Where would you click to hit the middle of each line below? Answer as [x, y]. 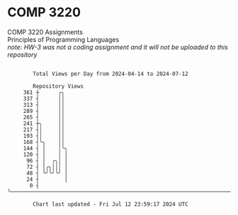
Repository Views [58, 86]
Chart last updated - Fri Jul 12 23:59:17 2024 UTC [111, 204]
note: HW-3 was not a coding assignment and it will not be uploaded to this [118, 47]
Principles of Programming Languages [63, 39]
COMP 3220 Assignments [45, 32]
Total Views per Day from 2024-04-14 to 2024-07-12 [111, 74]
